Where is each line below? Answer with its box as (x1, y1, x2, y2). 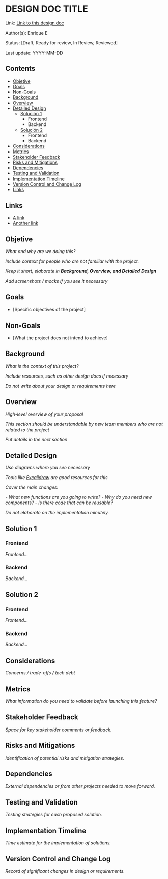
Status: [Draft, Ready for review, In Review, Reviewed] (5, 39, 118, 46)
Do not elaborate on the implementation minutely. (5, 510, 109, 516)
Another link (12, 220, 39, 226)
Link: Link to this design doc (5, 20, 65, 26)
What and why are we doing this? (5, 248, 76, 255)
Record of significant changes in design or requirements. (5, 868, 125, 874)
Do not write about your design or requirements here (5, 383, 116, 389)
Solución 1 (20, 110, 42, 116)
